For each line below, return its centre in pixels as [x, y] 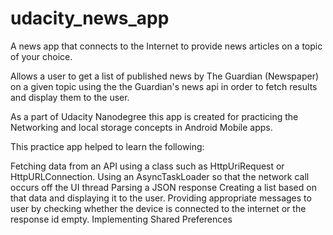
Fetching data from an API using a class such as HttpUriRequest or [147, 166]
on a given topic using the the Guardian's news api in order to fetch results [164, 86]
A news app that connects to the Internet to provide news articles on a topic [166, 46]
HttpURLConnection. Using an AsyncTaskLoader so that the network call [160, 176]
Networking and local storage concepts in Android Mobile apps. [141, 127]
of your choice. [41, 56]
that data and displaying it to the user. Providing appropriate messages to [161, 198]
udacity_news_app [90, 18]
